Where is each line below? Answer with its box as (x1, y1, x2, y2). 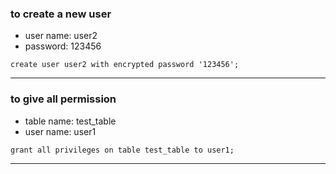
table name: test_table (24, 115, 117, 127)
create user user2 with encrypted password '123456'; (10, 60, 240, 70)
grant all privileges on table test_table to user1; (10, 145, 235, 155)
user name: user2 (24, 30, 98, 42)
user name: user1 (24, 125, 97, 137)
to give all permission (10, 92, 117, 106)
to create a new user (10, 7, 112, 21)
